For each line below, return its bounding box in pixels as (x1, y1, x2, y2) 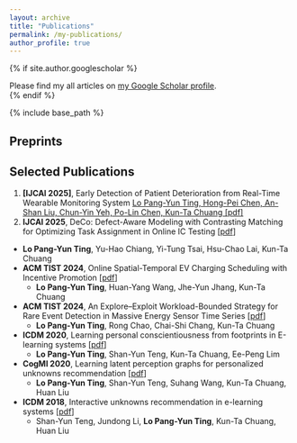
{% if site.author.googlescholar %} (9, 63, 138, 74)
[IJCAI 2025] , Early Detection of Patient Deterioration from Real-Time (22, 188, 281, 199)
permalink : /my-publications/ (9, 30, 123, 39)
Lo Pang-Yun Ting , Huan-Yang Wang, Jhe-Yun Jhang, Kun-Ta (35, 282, 265, 293)
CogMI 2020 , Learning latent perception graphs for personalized (22, 358, 264, 369)
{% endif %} (9, 90, 56, 101)
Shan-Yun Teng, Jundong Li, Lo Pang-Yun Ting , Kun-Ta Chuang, (35, 416, 276, 427)
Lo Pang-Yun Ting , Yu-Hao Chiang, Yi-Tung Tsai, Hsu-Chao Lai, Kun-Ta (22, 244, 289, 255)
